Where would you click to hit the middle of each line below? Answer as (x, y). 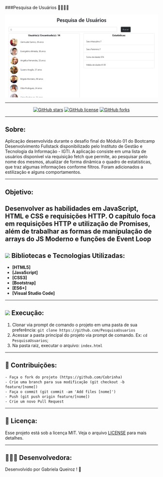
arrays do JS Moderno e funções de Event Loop (78, 239)
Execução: (28, 313)
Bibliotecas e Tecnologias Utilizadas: (68, 256)
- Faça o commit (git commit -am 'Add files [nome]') (61, 392)
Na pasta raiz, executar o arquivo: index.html (57, 345)
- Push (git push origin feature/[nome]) (48, 397)
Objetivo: (19, 192)
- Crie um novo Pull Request (34, 402)
